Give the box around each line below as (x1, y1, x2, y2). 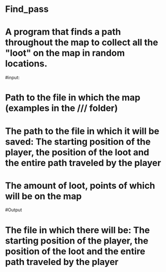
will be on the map (5, 190, 82, 202)
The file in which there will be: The (5, 224, 150, 236)
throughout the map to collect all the (5, 37, 158, 48)
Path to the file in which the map (5, 92, 141, 103)
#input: (5, 75, 20, 81)
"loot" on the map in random (5, 47, 125, 59)
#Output (5, 207, 22, 213)
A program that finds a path (5, 26, 121, 38)
